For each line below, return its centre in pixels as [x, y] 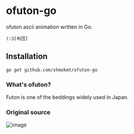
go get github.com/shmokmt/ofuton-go [52, 70]
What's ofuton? [29, 84]
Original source [28, 112]
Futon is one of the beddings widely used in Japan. [68, 97]
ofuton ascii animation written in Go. [50, 27]
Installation [27, 57]
